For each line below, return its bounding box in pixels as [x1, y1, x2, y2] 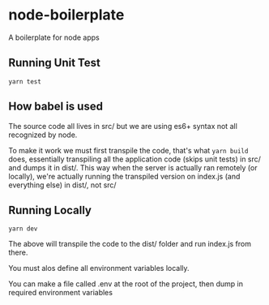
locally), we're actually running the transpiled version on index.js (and [8, 171, 241, 181]
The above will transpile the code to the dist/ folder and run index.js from [8, 239, 251, 249]
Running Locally [8, 203, 92, 217]
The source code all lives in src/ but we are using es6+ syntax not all [8, 121, 237, 131]
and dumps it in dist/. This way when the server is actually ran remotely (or [8, 162, 258, 172]
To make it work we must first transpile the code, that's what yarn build [8, 145, 249, 155]
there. [8, 247, 28, 257]
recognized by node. [8, 130, 78, 140]
